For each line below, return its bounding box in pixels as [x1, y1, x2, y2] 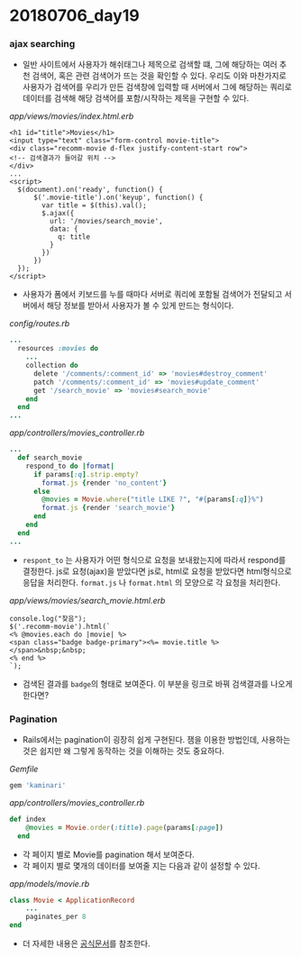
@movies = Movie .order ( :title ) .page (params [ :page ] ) [25, 823, 223, 832]
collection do [25, 361, 78, 370]
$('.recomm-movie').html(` [9, 622, 111, 631]
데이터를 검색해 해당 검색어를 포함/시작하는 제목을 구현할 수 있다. [22, 93, 250, 104]
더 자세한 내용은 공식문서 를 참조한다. [22, 938, 150, 949]
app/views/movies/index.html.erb [9, 111, 134, 122]
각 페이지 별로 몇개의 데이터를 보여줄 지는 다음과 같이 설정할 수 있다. [22, 860, 260, 870]
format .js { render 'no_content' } [41, 478, 168, 488]
